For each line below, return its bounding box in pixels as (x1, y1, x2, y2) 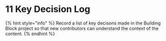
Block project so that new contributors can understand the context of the (5, 25, 159, 31)
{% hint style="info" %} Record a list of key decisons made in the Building (5, 20, 161, 26)
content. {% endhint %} (5, 30, 55, 36)
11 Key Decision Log (5, 3, 90, 15)
